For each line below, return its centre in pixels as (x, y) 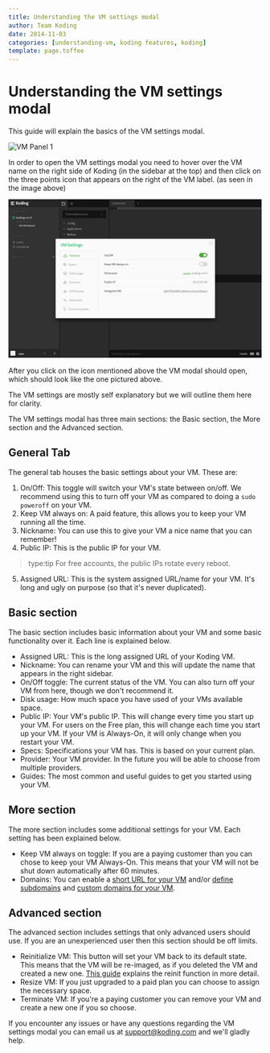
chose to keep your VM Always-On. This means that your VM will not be (139, 862)
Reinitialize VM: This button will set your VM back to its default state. (133, 956)
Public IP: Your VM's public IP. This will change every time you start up (137, 716)
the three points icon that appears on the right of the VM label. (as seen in (131, 180)
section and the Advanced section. (66, 427)
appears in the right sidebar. (67, 673)
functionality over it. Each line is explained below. (90, 641)
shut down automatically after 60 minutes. (90, 870)
